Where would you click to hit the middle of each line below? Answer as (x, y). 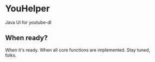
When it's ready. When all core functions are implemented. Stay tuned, (78, 50)
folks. (11, 55)
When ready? (27, 38)
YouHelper (27, 9)
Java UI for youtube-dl (28, 22)
